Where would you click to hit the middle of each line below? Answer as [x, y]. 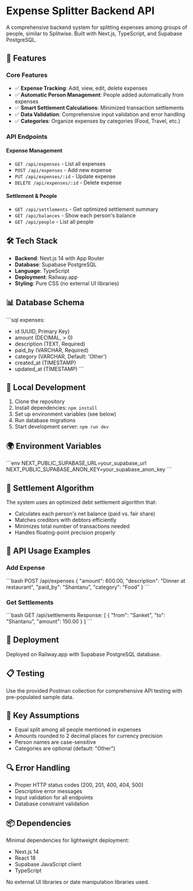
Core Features [27, 75]
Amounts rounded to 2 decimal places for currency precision [89, 736]
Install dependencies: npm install [56, 408]
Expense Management [35, 151]
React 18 [25, 858]
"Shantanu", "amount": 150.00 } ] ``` [49, 621]
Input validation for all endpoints [54, 798]
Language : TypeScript [42, 270]
